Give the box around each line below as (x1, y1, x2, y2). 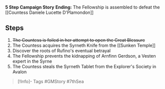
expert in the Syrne (12, 58, 52, 64)
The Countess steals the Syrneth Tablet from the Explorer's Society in (12, 63, 156, 69)
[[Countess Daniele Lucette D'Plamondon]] (5, 9, 94, 15)
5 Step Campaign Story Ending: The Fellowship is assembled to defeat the (5, 4, 160, 10)
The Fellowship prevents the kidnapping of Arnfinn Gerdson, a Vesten (12, 53, 156, 59)
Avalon (12, 69, 27, 75)
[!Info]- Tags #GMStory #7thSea (17, 78, 84, 84)
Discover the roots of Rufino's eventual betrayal (12, 47, 111, 54)
